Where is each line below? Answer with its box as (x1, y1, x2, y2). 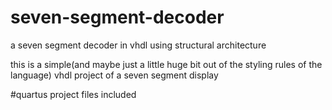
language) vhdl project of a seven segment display (10, 69, 219, 81)
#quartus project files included (10, 88, 137, 100)
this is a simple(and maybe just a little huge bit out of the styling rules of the (10, 58, 323, 70)
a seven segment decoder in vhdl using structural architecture (10, 39, 267, 51)
